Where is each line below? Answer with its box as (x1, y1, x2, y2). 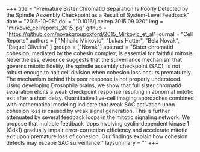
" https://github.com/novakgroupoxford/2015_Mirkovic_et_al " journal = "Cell (6, 31, 193, 38)
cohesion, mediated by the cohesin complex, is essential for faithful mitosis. (6, 50, 195, 56)
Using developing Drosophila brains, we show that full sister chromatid (6, 82, 182, 89)
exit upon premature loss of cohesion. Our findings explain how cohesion (6, 133, 188, 140)
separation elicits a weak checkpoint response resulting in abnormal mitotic (6, 88, 194, 95)
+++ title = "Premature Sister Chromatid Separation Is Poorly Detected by (6, 5, 189, 12)
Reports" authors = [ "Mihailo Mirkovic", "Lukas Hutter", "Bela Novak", (6, 37, 180, 44)
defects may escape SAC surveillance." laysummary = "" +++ (6, 139, 159, 146)
